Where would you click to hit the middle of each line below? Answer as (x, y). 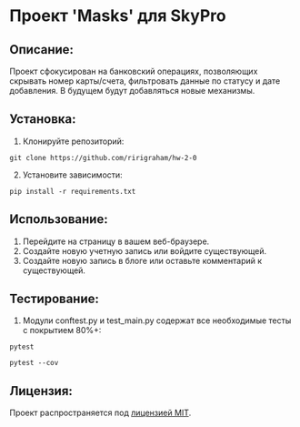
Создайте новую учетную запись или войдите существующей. (145, 250)
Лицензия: (41, 391)
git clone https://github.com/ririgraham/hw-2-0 (103, 158)
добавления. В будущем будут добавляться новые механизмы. (132, 91)
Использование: (59, 219)
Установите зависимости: (72, 175)
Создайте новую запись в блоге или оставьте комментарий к (142, 260)
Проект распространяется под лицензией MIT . (100, 413)
